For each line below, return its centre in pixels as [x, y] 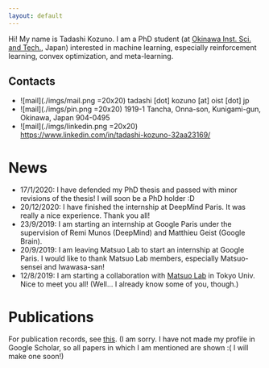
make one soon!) [36, 357]
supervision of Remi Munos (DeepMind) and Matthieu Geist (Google [132, 233]
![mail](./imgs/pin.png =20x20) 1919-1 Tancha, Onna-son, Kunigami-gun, [141, 109]
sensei [31, 267]
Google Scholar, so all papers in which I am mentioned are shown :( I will [128, 348]
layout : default [35, 16]
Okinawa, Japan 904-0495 [65, 118]
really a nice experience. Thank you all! [85, 215]
